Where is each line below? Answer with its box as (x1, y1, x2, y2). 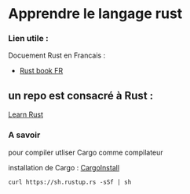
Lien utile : (8, 33, 49, 44)
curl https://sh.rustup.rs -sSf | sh (8, 178, 132, 186)
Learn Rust (8, 110, 44, 119)
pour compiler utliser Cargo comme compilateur (8, 147, 163, 157)
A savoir (8, 129, 41, 140)
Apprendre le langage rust (8, 5, 183, 23)
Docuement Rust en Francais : (8, 50, 106, 60)
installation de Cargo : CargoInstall (8, 162, 120, 172)
